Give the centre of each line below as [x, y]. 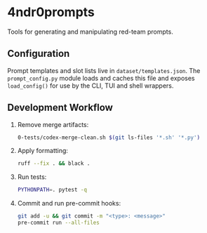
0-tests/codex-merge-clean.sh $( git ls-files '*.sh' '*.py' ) [109, 138]
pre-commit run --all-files [58, 223]
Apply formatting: [43, 151]
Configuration [39, 54]
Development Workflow [60, 108]
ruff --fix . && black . [54, 164]
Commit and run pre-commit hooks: [69, 204]
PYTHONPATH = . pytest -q [52, 190]
